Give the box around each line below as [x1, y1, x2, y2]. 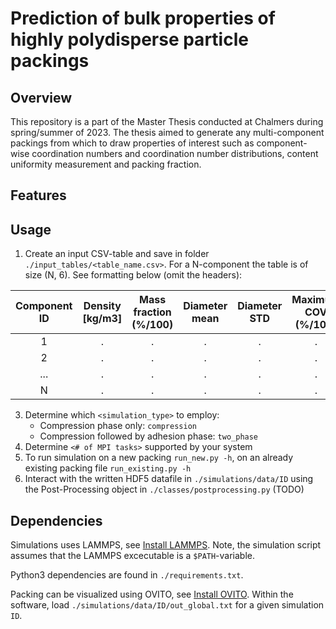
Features [10, 187, 67, 204]
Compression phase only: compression [39, 420, 197, 432]
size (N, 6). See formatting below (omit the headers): [24, 269, 243, 281]
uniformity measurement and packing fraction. [10, 158, 202, 170]
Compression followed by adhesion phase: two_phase [39, 430, 259, 442]
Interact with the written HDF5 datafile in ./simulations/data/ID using [24, 473, 314, 485]
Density [83, 299, 122, 313]
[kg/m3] [82, 312, 123, 326]
